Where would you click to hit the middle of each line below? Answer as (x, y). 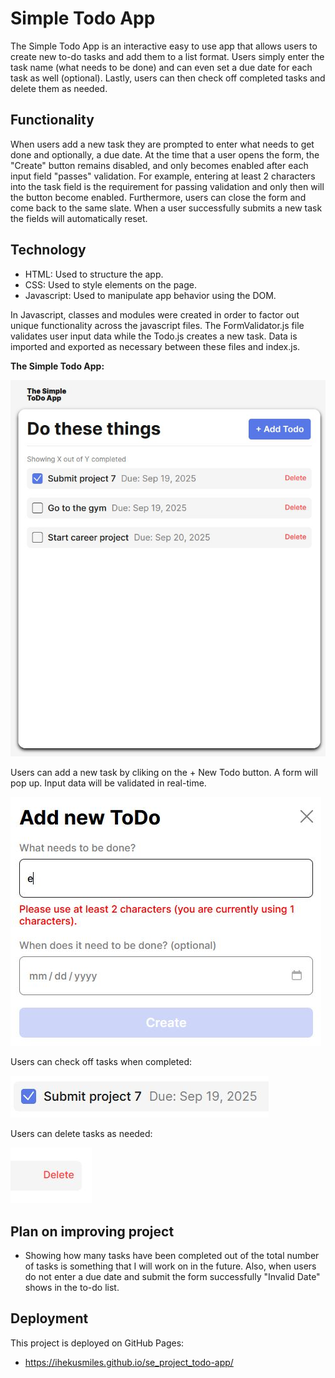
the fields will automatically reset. (79, 218)
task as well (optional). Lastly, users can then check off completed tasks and (168, 78)
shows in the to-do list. (72, 1287)
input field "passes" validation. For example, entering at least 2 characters (163, 176)
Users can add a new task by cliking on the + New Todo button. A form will (164, 773)
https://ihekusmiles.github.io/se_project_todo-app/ (129, 1362)
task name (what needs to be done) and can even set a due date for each (161, 67)
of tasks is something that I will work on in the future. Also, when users (170, 1266)
